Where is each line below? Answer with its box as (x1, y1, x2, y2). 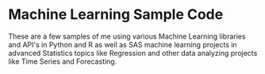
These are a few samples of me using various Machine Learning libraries (8, 31, 246, 41)
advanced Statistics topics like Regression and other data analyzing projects (8, 48, 258, 57)
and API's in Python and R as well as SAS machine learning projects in (8, 39, 237, 49)
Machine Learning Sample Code (8, 6, 224, 24)
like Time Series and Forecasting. (8, 57, 117, 66)
